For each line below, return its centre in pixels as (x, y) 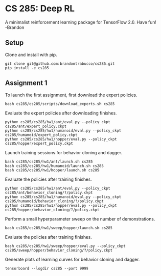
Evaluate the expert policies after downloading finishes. (61, 113)
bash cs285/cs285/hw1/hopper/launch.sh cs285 (52, 170)
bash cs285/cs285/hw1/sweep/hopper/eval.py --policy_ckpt (65, 246)
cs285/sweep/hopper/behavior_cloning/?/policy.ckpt (59, 250)
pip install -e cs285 (27, 68)
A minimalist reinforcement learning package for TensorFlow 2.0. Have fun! (81, 22)
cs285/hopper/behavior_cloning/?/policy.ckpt (52, 210)
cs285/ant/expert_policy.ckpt (36, 126)
